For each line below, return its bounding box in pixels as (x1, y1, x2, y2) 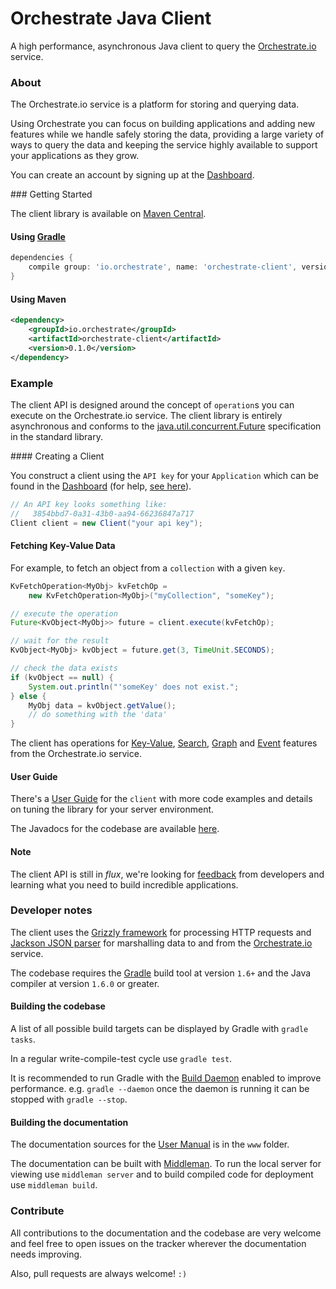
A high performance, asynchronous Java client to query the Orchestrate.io (10, 40, 317, 52)
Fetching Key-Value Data (10, 540, 116, 552)
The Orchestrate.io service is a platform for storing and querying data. (10, 98, 300, 111)
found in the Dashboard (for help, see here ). (10, 480, 192, 492)
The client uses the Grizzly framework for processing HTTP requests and (10, 926, 312, 938)
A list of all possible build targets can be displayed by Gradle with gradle (10, 1023, 309, 1035)
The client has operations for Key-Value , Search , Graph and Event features (10, 737, 318, 749)
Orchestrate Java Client (10, 7, 212, 30)
